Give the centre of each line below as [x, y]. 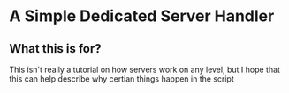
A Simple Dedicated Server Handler [142, 16]
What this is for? [55, 49]
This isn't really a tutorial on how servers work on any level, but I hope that [145, 69]
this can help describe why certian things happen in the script [122, 79]
